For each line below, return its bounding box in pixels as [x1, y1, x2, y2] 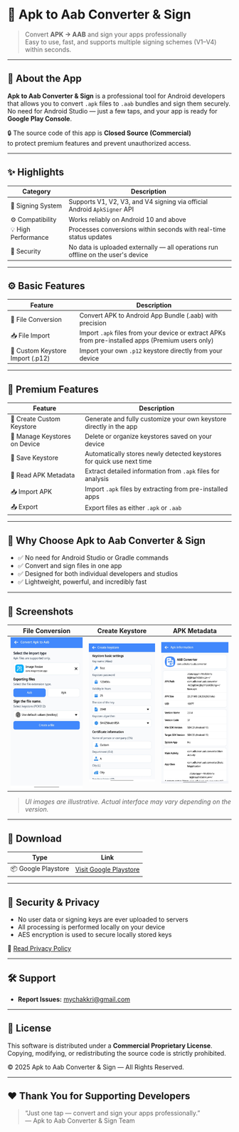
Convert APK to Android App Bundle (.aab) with [79, 311, 218, 320]
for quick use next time [85, 457, 152, 466]
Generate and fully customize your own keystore [85, 414, 227, 423]
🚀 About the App [7, 73, 82, 85]
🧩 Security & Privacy [7, 896, 100, 909]
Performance [10, 233, 49, 241]
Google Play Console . [7, 114, 73, 123]
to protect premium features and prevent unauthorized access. [7, 138, 191, 147]
